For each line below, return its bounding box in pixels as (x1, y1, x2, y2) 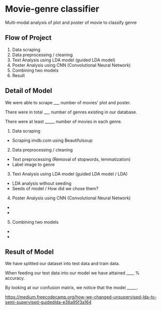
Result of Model (5, 248, 54, 256)
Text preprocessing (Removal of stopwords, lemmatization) (12, 156, 131, 162)
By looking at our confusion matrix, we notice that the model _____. (5, 285, 138, 291)
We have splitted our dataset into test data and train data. (5, 261, 120, 267)
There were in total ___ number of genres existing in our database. (5, 109, 137, 115)
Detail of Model (5, 87, 53, 95)
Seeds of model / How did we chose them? (12, 185, 99, 191)
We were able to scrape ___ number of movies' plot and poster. (5, 99, 131, 105)
